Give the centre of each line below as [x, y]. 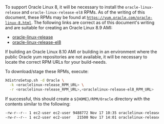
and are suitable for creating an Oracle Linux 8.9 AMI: [59, 28]
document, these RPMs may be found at [45, 17]
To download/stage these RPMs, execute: [47, 71]
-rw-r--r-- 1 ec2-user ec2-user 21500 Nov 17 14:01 [61, 117]
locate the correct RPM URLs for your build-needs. [56, 62]
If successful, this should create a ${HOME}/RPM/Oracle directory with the [78, 99]
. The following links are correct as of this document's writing [93, 22]
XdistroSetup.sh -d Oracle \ [35, 80]
